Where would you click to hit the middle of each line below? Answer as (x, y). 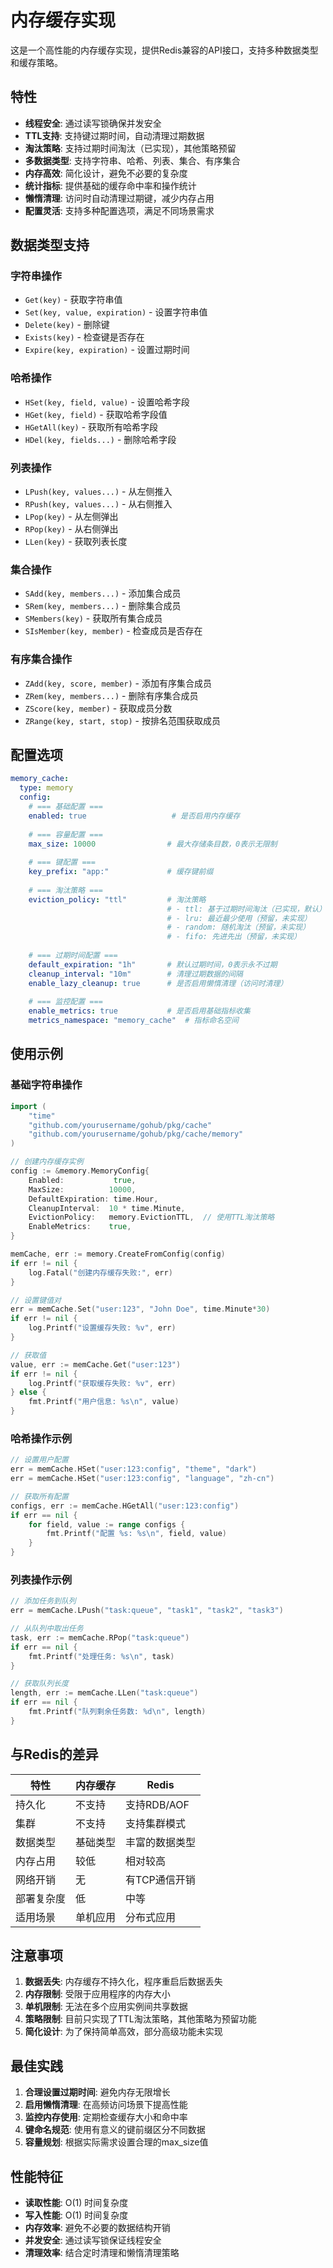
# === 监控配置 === (65, 1002)
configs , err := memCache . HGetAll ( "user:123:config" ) (125, 1506)
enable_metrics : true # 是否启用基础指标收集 (139, 1011)
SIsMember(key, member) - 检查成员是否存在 (113, 631)
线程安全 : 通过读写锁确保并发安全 (93, 123)
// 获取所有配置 (39, 1496)
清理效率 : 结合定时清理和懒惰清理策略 (102, 2253)
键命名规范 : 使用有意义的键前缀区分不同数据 (115, 2130)
